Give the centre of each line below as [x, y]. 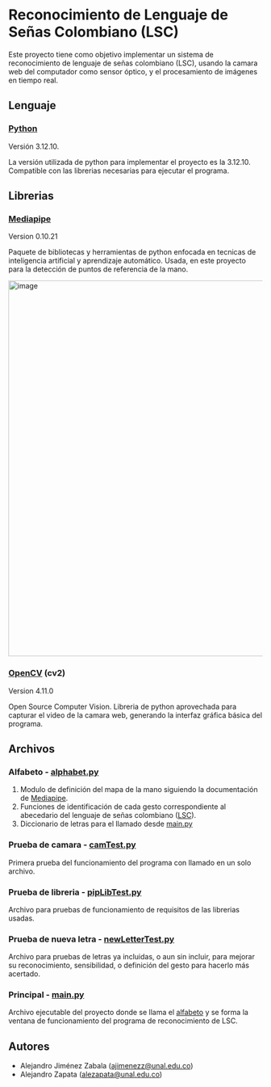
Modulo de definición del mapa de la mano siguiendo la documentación [139, 790]
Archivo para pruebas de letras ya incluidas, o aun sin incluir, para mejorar [132, 957]
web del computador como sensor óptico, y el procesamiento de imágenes [133, 71]
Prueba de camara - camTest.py [72, 845]
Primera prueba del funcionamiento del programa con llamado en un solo [130, 862]
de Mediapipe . [44, 798]
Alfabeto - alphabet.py [54, 772]
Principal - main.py [46, 995]
